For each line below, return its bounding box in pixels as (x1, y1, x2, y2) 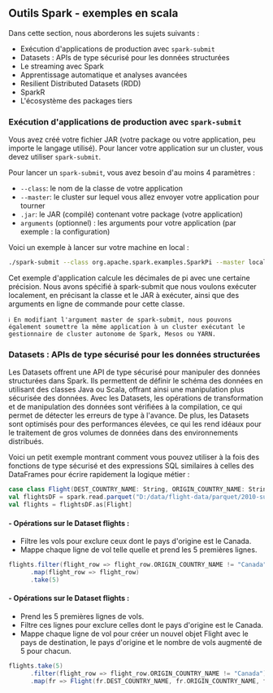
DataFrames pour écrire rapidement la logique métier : (8, 470, 190, 480)
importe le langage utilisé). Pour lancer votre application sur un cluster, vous (8, 143, 264, 153)
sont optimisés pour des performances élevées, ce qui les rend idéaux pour (8, 419, 262, 429)
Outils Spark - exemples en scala (8, 7, 179, 20)
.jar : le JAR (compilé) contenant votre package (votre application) (19, 209, 244, 219)
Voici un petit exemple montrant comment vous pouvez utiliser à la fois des (8, 452, 260, 463)
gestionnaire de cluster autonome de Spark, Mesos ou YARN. (8, 330, 217, 338)
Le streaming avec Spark (19, 61, 104, 71)
